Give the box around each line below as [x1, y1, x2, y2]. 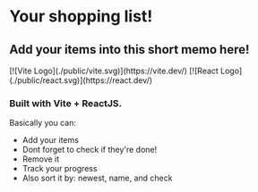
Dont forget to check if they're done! [21, 145, 158, 155]
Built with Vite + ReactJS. [9, 96, 123, 109]
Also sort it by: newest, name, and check [21, 172, 173, 184]
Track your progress [21, 163, 98, 174]
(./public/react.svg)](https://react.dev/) [9, 75, 153, 86]
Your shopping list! [9, 6, 153, 27]
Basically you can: [9, 118, 76, 129]
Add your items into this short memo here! [9, 42, 250, 57]
